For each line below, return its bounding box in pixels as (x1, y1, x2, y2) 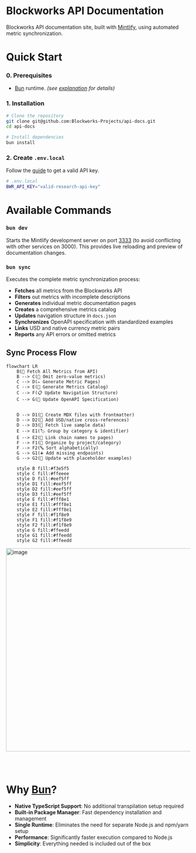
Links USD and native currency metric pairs (14, 325, 121, 332)
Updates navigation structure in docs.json (14, 312, 116, 319)
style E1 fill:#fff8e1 (16, 501, 72, 507)
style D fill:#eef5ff (16, 476, 69, 481)
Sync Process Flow (6, 348, 77, 358)
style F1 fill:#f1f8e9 (16, 517, 72, 523)
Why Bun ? (6, 783, 57, 796)
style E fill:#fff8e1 (16, 496, 69, 502)
